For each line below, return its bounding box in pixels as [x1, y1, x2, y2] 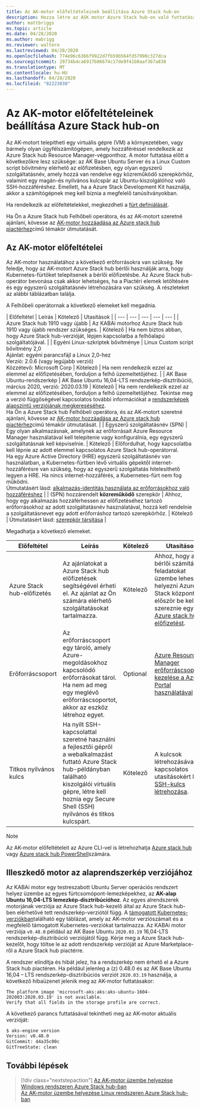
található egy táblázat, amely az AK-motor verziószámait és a [33, 915, 183, 922]
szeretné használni [62, 735, 115, 743]
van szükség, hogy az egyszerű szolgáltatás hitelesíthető [39, 465, 180, 472]
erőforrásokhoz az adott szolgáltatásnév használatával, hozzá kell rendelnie [6, 503, 192, 510]
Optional [123, 669, 147, 677]
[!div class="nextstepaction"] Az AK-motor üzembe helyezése [20, 1076, 173, 1084]
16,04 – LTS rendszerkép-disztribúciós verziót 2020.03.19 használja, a [6, 971, 177, 978]
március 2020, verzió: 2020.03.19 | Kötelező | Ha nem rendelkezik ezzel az [6, 383, 189, 390]
